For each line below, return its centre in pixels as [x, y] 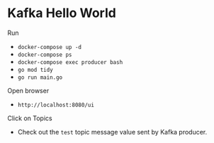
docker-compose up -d [49, 47]
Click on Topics [30, 118]
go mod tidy [35, 70]
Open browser [28, 90]
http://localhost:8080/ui [56, 105]
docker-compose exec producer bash [70, 62]
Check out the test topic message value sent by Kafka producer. [112, 132]
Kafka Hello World [62, 13]
